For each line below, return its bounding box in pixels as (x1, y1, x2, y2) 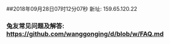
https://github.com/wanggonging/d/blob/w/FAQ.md (6, 30, 164, 38)
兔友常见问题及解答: (6, 22, 65, 30)
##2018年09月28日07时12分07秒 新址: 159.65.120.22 (6, 5, 138, 12)
